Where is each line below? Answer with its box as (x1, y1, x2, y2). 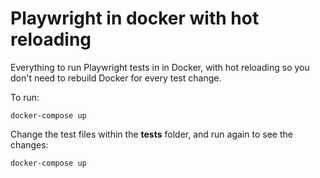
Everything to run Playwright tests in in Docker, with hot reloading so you (10, 61, 310, 73)
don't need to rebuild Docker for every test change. (10, 72, 222, 84)
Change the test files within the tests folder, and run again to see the (10, 128, 293, 140)
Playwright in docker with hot (10, 7, 260, 30)
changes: (10, 138, 49, 151)
